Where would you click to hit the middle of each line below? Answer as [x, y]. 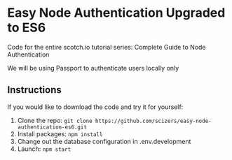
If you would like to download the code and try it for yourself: [95, 107]
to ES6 [27, 28]
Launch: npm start [44, 149]
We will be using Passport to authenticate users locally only [93, 68]
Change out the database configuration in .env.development [104, 141]
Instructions [34, 90]
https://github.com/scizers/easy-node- [153, 121]
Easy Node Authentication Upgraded [116, 13]
